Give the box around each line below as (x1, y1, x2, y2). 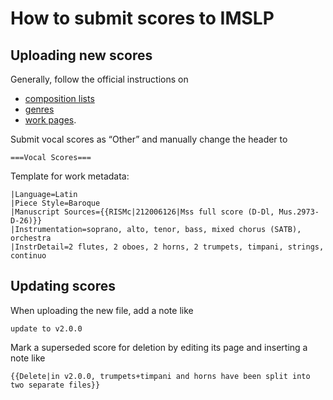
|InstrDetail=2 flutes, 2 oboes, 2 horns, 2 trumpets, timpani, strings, (10, 242, 325, 252)
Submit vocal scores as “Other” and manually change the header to (10, 133, 288, 145)
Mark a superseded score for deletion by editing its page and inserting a (10, 341, 308, 353)
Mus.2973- (278, 207, 320, 217)
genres (24, 103, 55, 115)
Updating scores (10, 278, 117, 295)
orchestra (10, 233, 52, 243)
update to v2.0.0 (10, 323, 83, 334)
